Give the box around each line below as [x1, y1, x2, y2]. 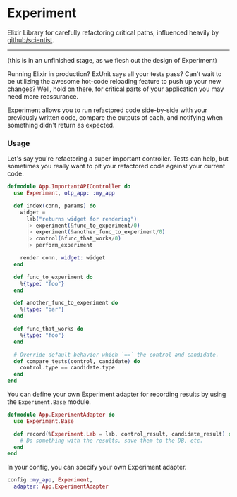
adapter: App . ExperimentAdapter [13, 483, 109, 491]
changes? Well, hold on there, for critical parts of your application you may [7, 85, 224, 93]
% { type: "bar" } [20, 306, 65, 313]
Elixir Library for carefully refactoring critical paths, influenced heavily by [7, 28, 219, 37]
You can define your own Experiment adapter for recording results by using [7, 390, 226, 399]
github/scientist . [7, 35, 54, 44]
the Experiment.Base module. [7, 398, 92, 406]
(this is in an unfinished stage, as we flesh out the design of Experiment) [7, 56, 217, 64]
